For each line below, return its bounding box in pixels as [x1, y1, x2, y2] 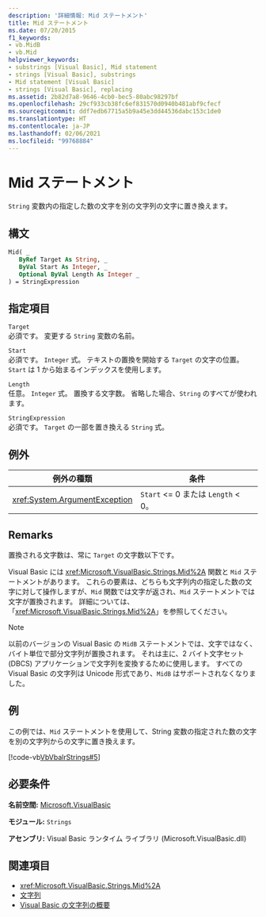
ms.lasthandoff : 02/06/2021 [8, 129, 101, 137]
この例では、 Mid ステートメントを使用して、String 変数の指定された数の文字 [8, 727, 257, 736]
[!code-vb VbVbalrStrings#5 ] [8, 752, 101, 762]
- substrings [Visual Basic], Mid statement [8, 63, 158, 71]
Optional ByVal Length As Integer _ [18, 270, 140, 278]
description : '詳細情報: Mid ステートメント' [8, 11, 148, 20]
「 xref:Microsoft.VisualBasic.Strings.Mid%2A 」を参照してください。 [8, 607, 232, 616]
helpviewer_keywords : [8, 56, 80, 64]
